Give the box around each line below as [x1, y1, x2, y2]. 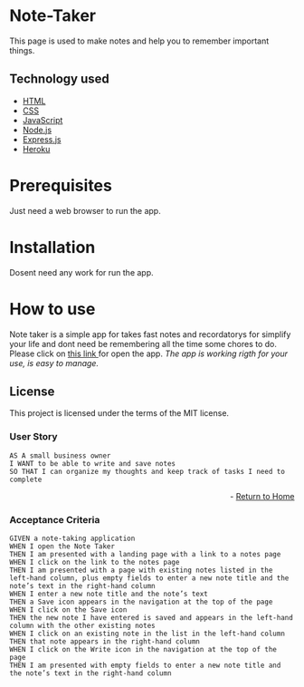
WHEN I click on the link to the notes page [9, 557, 180, 566]
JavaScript [22, 114, 63, 125]
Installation [9, 237, 96, 257]
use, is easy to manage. [9, 357, 100, 368]
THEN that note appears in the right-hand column [9, 636, 201, 646]
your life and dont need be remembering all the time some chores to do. [9, 338, 278, 349]
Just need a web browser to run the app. [9, 205, 161, 216]
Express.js [22, 133, 62, 145]
